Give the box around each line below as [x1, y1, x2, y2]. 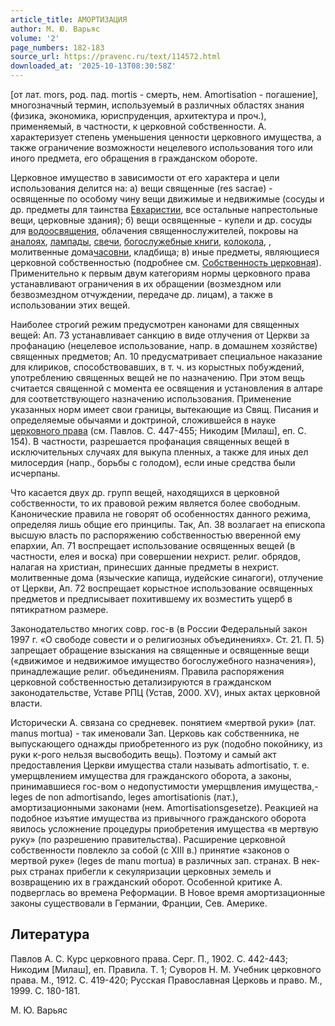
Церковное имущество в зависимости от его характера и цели [10, 172, 280, 183]
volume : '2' [10, 33, 60, 43]
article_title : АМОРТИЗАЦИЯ [10, 14, 128, 25]
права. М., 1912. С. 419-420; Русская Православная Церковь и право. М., [10, 974, 323, 986]
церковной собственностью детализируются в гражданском [10, 676, 272, 688]
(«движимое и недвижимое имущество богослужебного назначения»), [10, 655, 317, 666]
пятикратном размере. [10, 604, 109, 615]
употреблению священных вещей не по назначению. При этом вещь [10, 372, 306, 383]
